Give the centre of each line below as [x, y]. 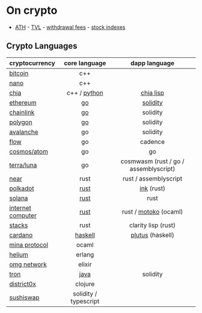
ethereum [23, 102]
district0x [23, 284]
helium [19, 255]
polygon [21, 122]
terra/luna [23, 165]
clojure [85, 284]
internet [20, 208]
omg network [28, 264]
